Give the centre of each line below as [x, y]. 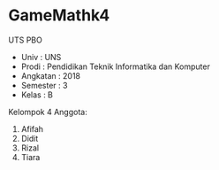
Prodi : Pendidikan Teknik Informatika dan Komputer [116, 66]
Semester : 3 [44, 85]
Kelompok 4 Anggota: [48, 112]
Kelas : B [37, 95]
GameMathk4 [59, 15]
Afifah [32, 128]
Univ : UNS [41, 57]
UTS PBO [26, 40]
